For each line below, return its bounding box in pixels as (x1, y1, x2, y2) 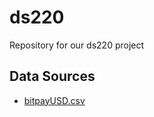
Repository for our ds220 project (9, 39, 145, 51)
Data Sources (9, 68, 96, 85)
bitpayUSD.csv (23, 94, 86, 106)
